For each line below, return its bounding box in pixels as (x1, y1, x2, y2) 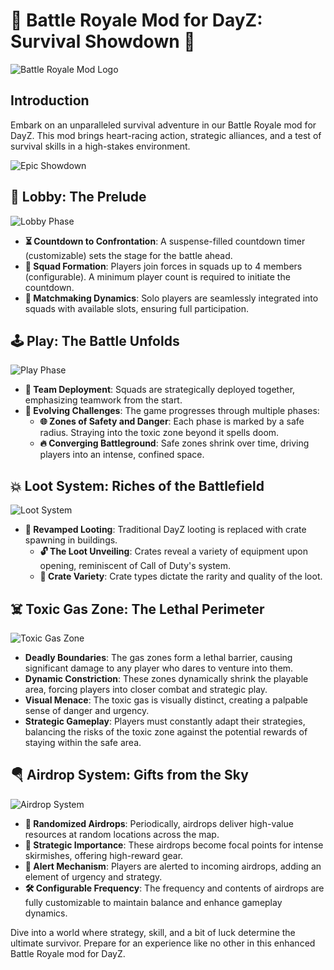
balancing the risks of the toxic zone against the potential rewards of (24, 726, 308, 738)
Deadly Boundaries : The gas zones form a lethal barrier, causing (24, 652, 293, 663)
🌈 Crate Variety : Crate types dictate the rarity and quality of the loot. (39, 570, 323, 583)
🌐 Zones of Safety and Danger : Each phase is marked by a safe (39, 415, 305, 428)
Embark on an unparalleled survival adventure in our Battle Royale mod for (10, 119, 317, 131)
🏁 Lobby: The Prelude (10, 189, 147, 206)
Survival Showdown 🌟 (10, 30, 196, 53)
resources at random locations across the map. (24, 828, 220, 840)
